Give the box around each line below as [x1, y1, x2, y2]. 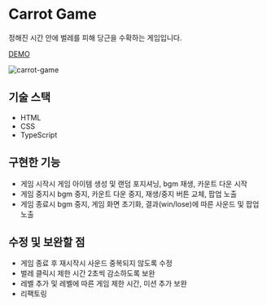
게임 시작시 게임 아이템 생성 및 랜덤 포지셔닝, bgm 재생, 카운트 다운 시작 [20, 178, 248, 188]
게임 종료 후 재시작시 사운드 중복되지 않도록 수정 [20, 258, 173, 269]
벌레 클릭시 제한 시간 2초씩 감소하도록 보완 [20, 269, 155, 278]
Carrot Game [8, 5, 97, 24]
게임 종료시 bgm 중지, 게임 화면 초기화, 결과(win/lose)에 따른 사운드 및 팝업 [20, 199, 260, 208]
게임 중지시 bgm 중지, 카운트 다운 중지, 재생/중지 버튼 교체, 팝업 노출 [20, 189, 238, 199]
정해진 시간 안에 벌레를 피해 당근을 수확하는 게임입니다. [8, 33, 182, 42]
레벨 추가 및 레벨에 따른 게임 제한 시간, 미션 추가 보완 [20, 278, 187, 289]
